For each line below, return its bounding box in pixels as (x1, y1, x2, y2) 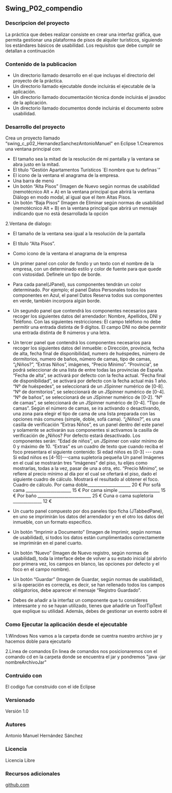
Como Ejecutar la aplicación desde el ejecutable (5, 621, 127, 628)
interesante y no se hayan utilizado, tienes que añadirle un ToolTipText (12, 603, 162, 609)
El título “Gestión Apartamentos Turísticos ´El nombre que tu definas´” (12, 167, 161, 173)
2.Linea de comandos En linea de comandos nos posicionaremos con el (5, 648, 158, 654)
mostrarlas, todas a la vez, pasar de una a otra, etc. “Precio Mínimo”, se (12, 465, 164, 471)
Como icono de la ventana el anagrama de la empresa (12, 251, 127, 257)
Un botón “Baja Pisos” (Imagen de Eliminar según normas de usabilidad (12, 200, 164, 206)
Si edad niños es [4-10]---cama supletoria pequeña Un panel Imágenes (12, 454, 164, 461)
